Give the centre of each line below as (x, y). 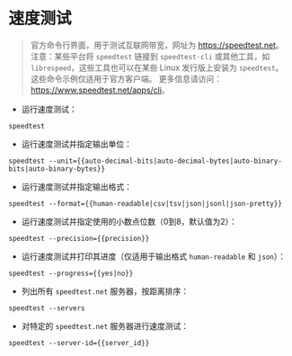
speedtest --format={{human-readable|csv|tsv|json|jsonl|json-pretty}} (145, 203)
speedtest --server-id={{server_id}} (79, 343)
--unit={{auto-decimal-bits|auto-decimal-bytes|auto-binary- (165, 161)
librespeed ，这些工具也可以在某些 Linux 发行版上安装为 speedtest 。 (157, 67)
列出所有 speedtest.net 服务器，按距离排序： (105, 291)
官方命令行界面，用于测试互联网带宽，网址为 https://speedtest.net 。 (157, 45)
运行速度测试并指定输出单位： (76, 144)
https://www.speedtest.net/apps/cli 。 (100, 90)
